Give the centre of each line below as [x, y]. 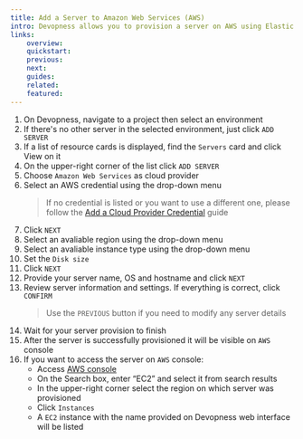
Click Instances [66, 407]
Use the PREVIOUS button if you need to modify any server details [166, 312]
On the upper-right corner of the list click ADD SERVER [121, 166]
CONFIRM [38, 296]
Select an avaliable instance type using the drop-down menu [137, 249]
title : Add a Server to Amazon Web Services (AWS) [108, 18]
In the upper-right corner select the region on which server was [155, 388]
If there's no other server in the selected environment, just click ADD [149, 129]
